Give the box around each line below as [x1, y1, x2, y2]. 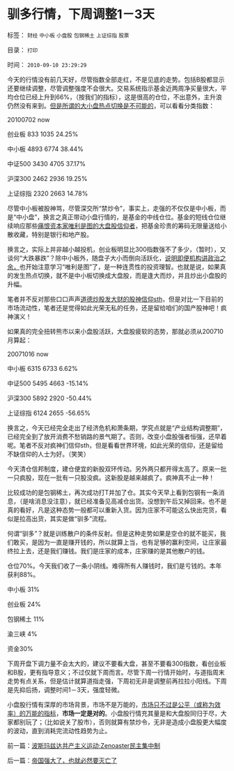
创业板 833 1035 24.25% [7, 130, 79, 138]
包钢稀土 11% [7, 615, 45, 623]
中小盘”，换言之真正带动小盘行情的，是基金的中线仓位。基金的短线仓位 [16, 212, 221, 221]
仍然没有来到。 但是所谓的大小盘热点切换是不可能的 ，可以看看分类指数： [7, 101, 214, 110]
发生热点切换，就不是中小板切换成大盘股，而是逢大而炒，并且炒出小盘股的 [13, 271, 227, 279]
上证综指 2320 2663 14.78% [7, 189, 88, 198]
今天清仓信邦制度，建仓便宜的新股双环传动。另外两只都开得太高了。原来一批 [7, 464, 227, 473]
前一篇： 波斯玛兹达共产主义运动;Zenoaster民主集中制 [7, 741, 161, 749]
